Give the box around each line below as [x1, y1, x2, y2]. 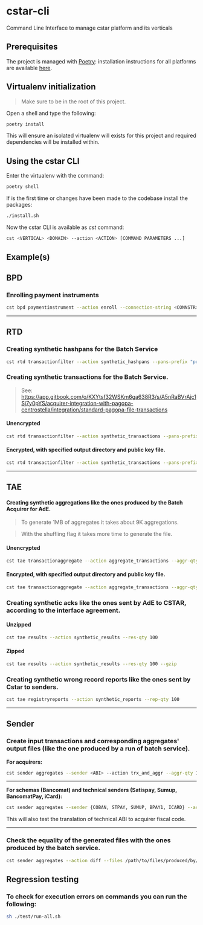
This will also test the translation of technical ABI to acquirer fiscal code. [6, 816, 186, 823]
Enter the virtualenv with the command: [6, 172, 105, 179]
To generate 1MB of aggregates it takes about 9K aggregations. [21, 518, 179, 526]
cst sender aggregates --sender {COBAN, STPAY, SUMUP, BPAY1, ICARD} [6, 805, 185, 811]
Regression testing [6, 874, 79, 885]
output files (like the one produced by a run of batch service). [6, 744, 190, 753]
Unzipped [6, 621, 31, 628]
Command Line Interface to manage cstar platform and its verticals [6, 24, 173, 31]
